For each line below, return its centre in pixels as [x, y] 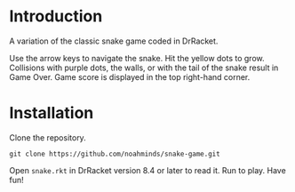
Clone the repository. [48, 137]
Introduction [56, 16]
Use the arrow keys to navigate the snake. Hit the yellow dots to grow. [137, 58]
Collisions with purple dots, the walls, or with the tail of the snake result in [144, 68]
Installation [52, 113]
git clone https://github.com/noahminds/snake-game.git [115, 154]
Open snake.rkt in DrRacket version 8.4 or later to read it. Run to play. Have [147, 170]
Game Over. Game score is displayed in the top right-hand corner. [130, 76]
